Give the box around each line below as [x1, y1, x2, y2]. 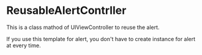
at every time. [6, 42, 41, 49]
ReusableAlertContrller [6, 4, 127, 18]
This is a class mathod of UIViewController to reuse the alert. [6, 24, 160, 31]
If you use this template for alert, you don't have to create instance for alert [6, 35, 196, 42]
